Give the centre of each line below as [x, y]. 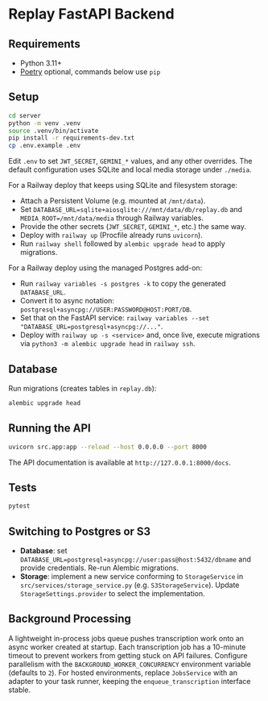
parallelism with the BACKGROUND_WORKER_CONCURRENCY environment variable [130, 664]
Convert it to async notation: [67, 301]
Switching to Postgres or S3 [80, 531]
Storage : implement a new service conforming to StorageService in [132, 577]
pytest [19, 506]
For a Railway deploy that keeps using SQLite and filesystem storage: [123, 186]
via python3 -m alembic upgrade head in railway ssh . [107, 344]
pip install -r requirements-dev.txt [72, 138]
